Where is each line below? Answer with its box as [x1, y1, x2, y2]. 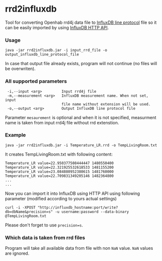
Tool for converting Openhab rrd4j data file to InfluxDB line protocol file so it [5, 19, 157, 25]
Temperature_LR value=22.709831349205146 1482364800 [5, 174, 114, 178]
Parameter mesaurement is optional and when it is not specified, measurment [5, 114, 157, 120]
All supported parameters [5, 78, 67, 85]
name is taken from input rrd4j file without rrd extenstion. [5, 120, 119, 125]
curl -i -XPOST [5, 205, 36, 210]
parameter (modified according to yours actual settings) [5, 195, 117, 201]
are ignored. [5, 250, 30, 256]
